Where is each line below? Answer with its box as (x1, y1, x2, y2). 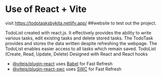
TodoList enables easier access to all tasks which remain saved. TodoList (5, 45, 156, 51)
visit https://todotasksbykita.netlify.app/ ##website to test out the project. (5, 20, 156, 26)
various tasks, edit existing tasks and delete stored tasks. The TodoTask (5, 35, 153, 41)
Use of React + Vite (5, 3, 86, 15)
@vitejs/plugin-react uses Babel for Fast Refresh (12, 60, 113, 66)
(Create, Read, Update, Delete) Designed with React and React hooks (5, 51, 148, 57)
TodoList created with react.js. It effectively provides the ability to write (5, 29, 151, 35)
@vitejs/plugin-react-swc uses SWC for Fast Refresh (12, 66, 121, 72)
